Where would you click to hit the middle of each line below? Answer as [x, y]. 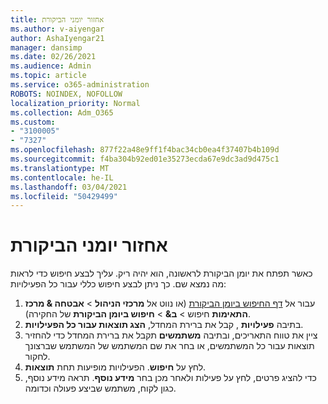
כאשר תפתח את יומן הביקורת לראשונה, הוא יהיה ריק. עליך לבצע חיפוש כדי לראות [161, 273]
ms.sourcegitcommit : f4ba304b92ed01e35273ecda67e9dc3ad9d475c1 [145, 159]
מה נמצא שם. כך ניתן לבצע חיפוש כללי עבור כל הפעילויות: [118, 284]
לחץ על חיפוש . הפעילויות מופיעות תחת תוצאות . [115, 367]
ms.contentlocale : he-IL [62, 177]
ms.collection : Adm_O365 [62, 112]
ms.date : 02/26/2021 [53, 57]
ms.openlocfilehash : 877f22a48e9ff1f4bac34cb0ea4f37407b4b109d [145, 150]
